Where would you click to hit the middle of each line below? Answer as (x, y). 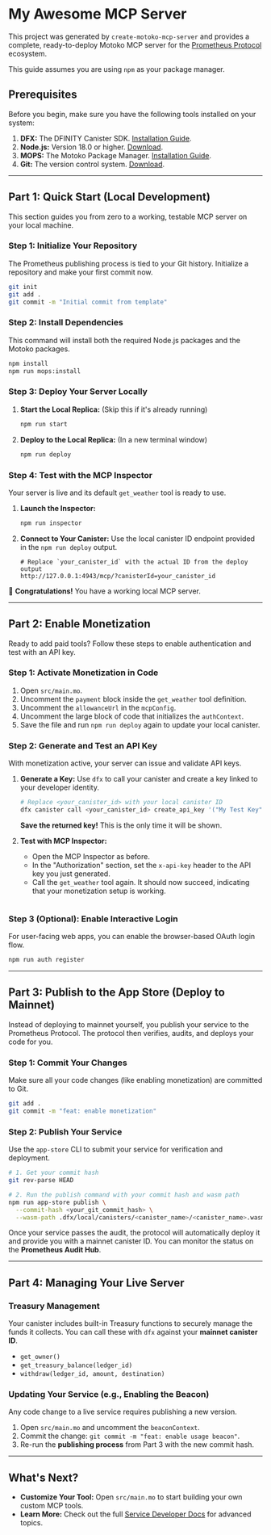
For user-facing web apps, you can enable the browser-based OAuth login (132, 937)
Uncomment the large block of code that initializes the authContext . (132, 716)
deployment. (29, 1158)
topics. (31, 1523)
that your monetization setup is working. (99, 891)
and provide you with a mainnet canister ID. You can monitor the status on (131, 1241)
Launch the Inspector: (58, 508)
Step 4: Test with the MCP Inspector (81, 475)
